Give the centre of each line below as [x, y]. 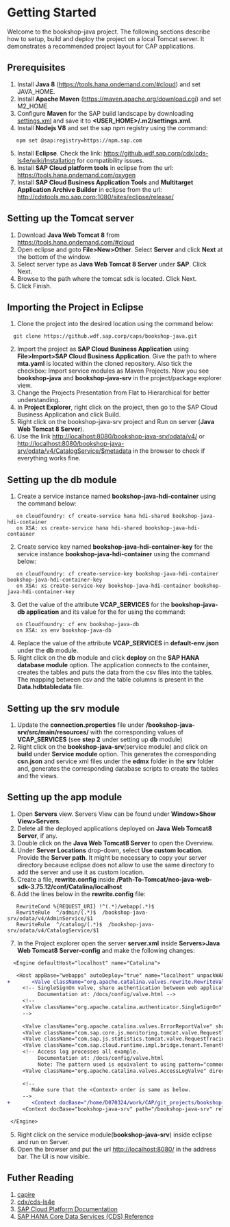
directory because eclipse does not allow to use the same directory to [115, 865]
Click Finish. [34, 286]
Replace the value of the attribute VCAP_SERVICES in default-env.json [118, 643]
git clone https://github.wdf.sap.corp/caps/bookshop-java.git [105, 336]
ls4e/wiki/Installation [46, 160]
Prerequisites [36, 67]
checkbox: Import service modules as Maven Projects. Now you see [113, 371]
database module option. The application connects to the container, [113, 665]
